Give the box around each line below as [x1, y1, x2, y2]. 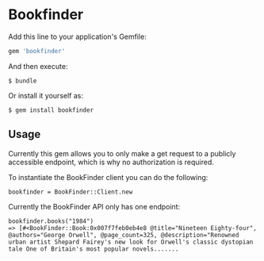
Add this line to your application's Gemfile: [8, 32, 147, 41]
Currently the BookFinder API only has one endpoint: [8, 202, 181, 211]
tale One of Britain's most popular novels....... [8, 244, 179, 253]
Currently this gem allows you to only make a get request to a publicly [8, 148, 236, 158]
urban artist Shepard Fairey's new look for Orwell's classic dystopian [8, 238, 254, 246]
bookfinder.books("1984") [8, 217, 94, 225]
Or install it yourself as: [8, 90, 83, 100]
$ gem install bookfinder [8, 106, 94, 114]
